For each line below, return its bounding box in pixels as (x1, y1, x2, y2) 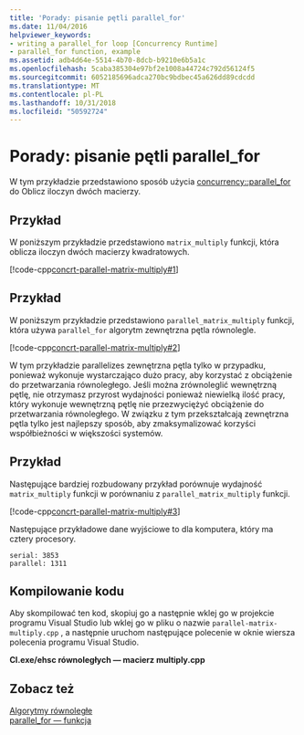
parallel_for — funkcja (9, 715, 92, 726)
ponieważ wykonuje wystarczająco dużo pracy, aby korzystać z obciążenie (9, 369, 293, 380)
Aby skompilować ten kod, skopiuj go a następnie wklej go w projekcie (9, 608, 275, 619)
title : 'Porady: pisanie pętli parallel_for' (9, 13, 185, 23)
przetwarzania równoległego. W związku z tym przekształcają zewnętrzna (9, 408, 289, 419)
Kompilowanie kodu (9, 583, 125, 599)
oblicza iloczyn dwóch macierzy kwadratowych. (9, 247, 190, 257)
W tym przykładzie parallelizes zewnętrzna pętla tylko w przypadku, (9, 360, 267, 371)
